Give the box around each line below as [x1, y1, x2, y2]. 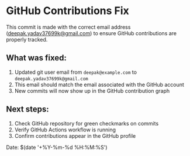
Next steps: [6, 104, 50, 114]
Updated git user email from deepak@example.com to [14, 69, 137, 76]
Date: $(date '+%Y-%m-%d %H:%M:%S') [6, 144, 108, 151]
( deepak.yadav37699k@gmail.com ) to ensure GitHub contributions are [6, 29, 177, 36]
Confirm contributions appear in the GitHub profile [14, 132, 136, 139]
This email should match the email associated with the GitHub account [14, 81, 184, 88]
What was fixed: [6, 53, 67, 63]
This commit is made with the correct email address [6, 23, 131, 30]
